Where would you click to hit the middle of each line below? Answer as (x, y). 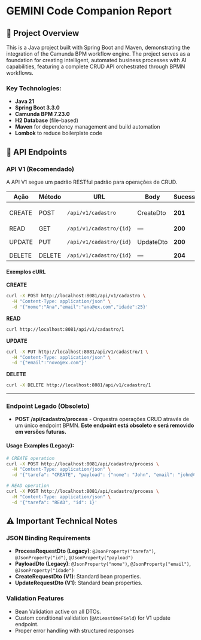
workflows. (20, 73)
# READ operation (28, 486)
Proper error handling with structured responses (74, 630)
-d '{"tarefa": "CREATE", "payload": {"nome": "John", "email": (93, 475)
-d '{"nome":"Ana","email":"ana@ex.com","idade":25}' (80, 307)
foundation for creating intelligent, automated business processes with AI (96, 60)
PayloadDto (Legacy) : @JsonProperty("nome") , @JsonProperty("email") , (103, 564)
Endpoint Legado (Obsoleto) (48, 406)
